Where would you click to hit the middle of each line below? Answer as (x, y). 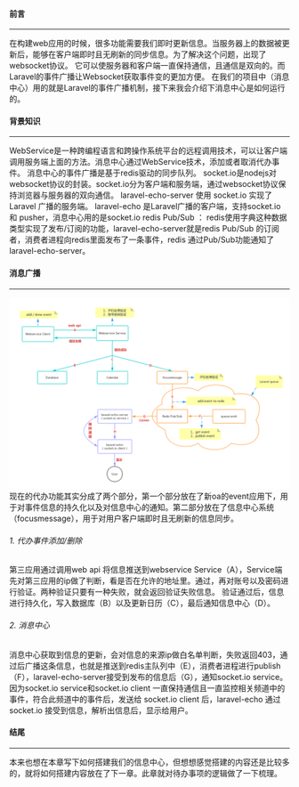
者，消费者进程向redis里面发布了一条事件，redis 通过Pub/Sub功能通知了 (141, 239)
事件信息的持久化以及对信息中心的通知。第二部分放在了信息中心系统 (149, 507)
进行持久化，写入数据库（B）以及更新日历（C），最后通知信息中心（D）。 (142, 603)
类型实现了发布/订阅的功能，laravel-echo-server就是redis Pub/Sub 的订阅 (145, 229)
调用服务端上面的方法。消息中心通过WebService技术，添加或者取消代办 (141, 162)
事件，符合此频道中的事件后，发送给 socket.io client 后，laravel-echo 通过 (145, 699)
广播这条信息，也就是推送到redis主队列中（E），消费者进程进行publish (153, 665)
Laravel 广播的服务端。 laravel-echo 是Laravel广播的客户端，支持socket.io (145, 207)
